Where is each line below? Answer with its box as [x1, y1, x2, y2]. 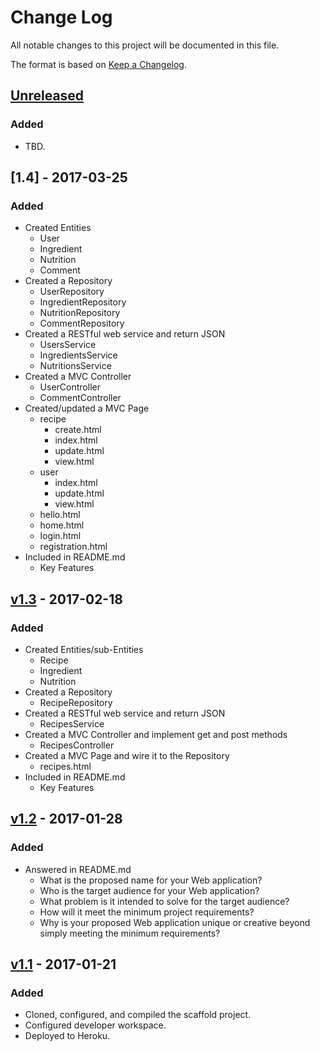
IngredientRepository [39, 296, 127, 308]
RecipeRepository [39, 697, 113, 708]
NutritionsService [39, 360, 112, 372]
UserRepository [39, 286, 105, 298]
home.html [39, 519, 85, 531]
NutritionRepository [39, 307, 121, 319]
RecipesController [39, 739, 115, 751]
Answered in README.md [24, 863, 132, 875]
